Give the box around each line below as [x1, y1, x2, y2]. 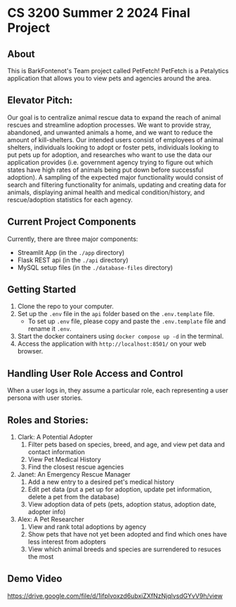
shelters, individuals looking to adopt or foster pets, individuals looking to [7, 143, 219, 151]
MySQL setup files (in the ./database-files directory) [17, 263, 173, 272]
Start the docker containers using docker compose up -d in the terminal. [17, 332, 224, 341]
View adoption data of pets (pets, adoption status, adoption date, [27, 500, 216, 508]
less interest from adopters [27, 537, 107, 546]
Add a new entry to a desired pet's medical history [27, 477, 174, 487]
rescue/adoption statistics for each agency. [7, 195, 133, 204]
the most [27, 553, 54, 561]
